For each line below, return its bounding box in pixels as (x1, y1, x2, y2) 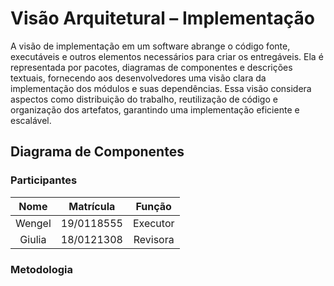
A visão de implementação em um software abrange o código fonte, (10, 40, 291, 52)
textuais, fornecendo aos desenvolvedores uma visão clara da (10, 72, 267, 84)
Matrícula (68, 199, 116, 213)
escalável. (10, 114, 52, 126)
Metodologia (10, 262, 73, 276)
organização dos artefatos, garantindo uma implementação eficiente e (10, 103, 300, 116)
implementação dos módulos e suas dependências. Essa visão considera (10, 82, 312, 94)
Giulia (19, 232, 47, 246)
